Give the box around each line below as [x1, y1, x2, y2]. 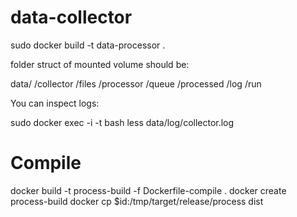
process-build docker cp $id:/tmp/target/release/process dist [10, 195, 264, 207]
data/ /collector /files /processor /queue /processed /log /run [10, 77, 262, 90]
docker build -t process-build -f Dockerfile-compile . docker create [10, 184, 287, 196]
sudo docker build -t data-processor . [10, 39, 166, 51]
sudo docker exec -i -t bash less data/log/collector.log [10, 116, 235, 128]
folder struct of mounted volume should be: [10, 58, 190, 70]
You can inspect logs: [10, 97, 100, 109]
